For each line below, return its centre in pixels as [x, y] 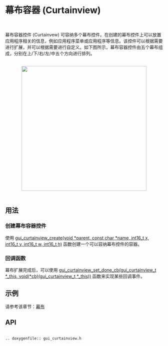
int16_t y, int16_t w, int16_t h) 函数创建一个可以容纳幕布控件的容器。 [74, 244]
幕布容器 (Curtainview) [53, 10]
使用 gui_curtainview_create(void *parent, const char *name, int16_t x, [77, 238]
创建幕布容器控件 [26, 226]
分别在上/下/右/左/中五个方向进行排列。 [54, 53]
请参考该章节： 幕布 [25, 306]
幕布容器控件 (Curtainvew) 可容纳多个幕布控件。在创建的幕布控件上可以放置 [83, 34]
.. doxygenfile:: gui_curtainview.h [43, 338]
